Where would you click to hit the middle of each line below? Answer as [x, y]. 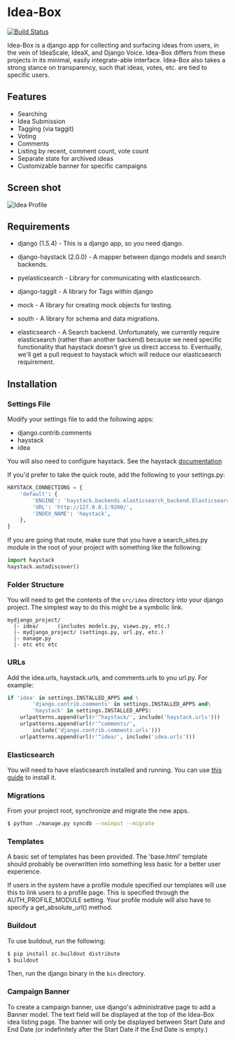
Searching [32, 113]
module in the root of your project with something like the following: [105, 547]
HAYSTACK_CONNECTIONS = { [45, 488]
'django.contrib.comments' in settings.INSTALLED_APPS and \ [122, 704]
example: [20, 685]
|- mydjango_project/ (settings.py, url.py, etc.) [89, 633]
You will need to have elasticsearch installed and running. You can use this [115, 770]
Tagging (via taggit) [45, 128]
